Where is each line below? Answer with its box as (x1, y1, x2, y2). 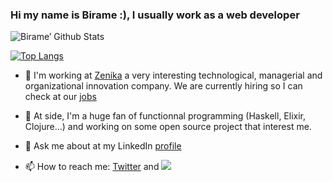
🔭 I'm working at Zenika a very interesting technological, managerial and (24, 69, 323, 82)
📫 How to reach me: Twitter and (24, 161, 160, 173)
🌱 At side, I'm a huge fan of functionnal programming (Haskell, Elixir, (24, 110, 307, 122)
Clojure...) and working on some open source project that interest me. (24, 121, 312, 133)
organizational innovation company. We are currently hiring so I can (24, 80, 303, 92)
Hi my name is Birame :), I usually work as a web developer (10, 8, 300, 22)
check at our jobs (24, 91, 97, 103)
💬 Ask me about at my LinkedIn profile (24, 140, 182, 152)
